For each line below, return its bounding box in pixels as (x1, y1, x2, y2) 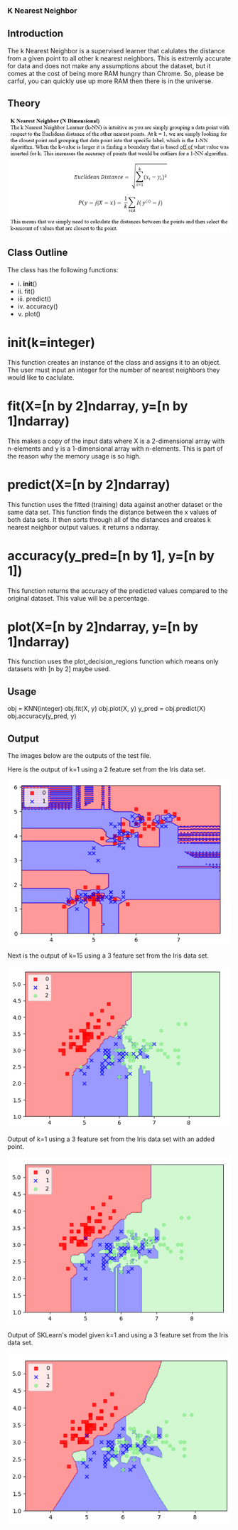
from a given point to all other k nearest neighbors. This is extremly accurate (7, 54, 231, 63)
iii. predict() (17, 294, 52, 303)
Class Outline (7, 247, 68, 259)
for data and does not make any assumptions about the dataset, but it (7, 61, 211, 70)
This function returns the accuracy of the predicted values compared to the (7, 586, 229, 595)
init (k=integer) (7, 334, 96, 351)
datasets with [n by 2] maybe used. (7, 665, 111, 673)
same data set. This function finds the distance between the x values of (7, 508, 217, 516)
